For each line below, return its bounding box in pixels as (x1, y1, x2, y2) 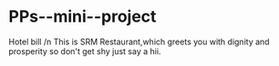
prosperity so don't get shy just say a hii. (8, 45, 161, 56)
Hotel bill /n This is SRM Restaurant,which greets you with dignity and (8, 36, 270, 47)
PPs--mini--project (8, 6, 157, 27)
